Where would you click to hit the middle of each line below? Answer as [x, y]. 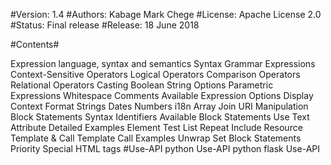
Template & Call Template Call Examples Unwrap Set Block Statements [156, 138]
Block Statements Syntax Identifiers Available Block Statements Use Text [160, 117]
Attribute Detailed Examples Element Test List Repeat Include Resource [156, 127]
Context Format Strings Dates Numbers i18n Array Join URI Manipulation [159, 106]
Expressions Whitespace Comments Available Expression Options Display [162, 95]
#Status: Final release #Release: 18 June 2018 [105, 25]
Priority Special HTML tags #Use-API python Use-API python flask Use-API [165, 148]
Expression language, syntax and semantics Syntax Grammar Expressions [163, 63]
